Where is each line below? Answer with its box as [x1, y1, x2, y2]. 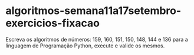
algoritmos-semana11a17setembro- [5, 4, 182, 18]
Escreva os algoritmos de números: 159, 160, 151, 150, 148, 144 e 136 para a [5, 36, 188, 43]
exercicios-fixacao [5, 16, 100, 30]
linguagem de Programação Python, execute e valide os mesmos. [5, 42, 165, 49]
